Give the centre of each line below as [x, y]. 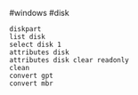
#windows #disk [39, 13]
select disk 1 [36, 44]
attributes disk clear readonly [69, 60]
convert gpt [31, 75]
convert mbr [31, 83]
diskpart [25, 29]
